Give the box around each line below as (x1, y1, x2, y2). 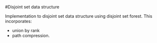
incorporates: (5, 19, 32, 24)
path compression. (12, 33, 50, 38)
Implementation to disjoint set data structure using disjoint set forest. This (5, 13, 153, 19)
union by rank (12, 28, 40, 33)
